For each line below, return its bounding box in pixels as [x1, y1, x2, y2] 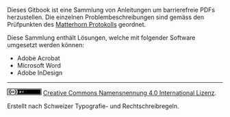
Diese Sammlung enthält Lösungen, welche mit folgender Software [7, 34, 196, 42]
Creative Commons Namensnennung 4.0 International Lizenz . [42, 89, 217, 96]
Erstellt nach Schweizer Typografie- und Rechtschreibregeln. [7, 102, 179, 110]
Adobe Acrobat [16, 54, 60, 62]
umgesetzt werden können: [7, 41, 84, 49]
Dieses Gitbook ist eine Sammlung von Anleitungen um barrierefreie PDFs [7, 6, 216, 14]
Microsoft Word [16, 62, 62, 69]
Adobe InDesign [16, 68, 63, 77]
